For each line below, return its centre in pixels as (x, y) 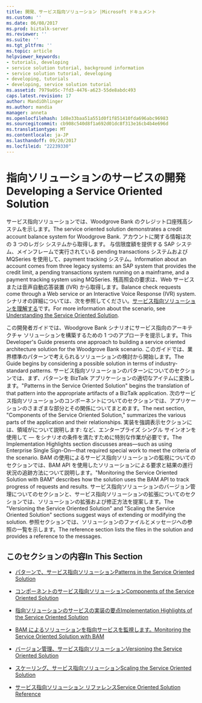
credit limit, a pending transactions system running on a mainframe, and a (98, 272)
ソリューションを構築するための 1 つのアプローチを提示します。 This (107, 335)
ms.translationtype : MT (36, 130)
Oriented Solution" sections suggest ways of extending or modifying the (96, 514)
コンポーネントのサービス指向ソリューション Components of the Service (105, 592)
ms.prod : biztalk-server (37, 29)
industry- (166, 363)
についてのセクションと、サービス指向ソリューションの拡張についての (98, 494)
